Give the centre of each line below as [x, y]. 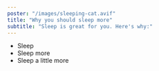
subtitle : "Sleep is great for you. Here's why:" [80, 26]
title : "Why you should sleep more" [60, 20]
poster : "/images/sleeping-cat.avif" [62, 13]
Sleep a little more [43, 61]
